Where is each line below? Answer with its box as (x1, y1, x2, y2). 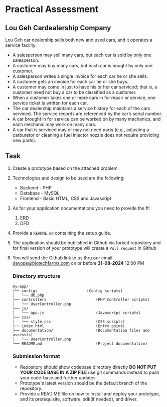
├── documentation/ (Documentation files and (12, 328, 150, 333)
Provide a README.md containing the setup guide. (12, 230, 111, 236)
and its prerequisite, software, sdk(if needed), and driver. (20, 396, 138, 402)
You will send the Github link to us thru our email (12, 255, 113, 261)
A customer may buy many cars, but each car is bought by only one (12, 63, 153, 68)
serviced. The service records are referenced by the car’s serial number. (12, 111, 162, 117)
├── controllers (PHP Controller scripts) (12, 297, 150, 302)
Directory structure (12, 272, 61, 279)
